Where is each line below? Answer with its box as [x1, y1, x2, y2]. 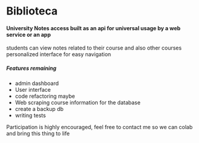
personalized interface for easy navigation [6, 51, 112, 58]
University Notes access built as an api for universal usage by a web [6, 24, 181, 31]
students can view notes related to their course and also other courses [6, 44, 182, 52]
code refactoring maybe [14, 92, 75, 100]
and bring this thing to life [6, 130, 70, 137]
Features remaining [6, 65, 57, 72]
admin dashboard [14, 80, 59, 87]
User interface [14, 86, 51, 94]
